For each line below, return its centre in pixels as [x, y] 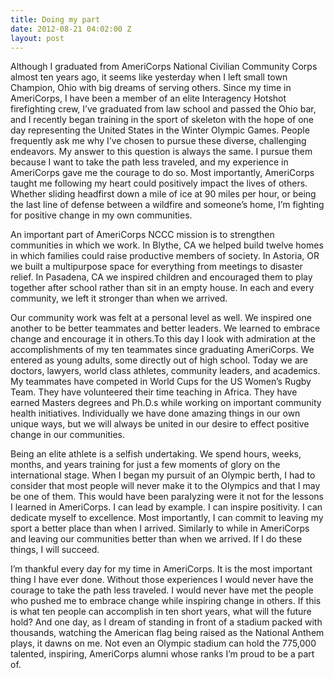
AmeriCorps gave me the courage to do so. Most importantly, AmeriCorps [162, 173]
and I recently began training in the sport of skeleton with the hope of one [162, 120]
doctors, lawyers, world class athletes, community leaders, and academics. [165, 371]
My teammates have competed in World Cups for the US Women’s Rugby [161, 382]
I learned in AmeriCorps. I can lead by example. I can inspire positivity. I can [166, 507]
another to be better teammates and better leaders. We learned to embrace [165, 328]
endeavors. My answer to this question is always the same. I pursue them [161, 152]
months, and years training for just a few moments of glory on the [145, 465]
